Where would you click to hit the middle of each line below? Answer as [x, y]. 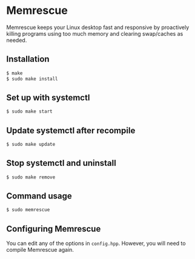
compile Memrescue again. [40, 250]
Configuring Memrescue [54, 228]
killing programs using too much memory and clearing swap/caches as [95, 33]
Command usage [39, 196]
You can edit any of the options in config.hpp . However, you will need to [96, 243]
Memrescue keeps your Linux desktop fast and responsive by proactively [98, 27]
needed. [17, 40]
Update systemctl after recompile [71, 130]
